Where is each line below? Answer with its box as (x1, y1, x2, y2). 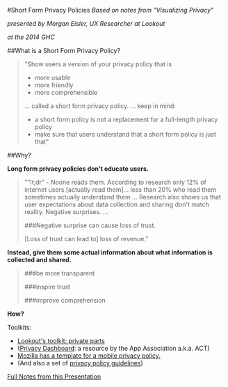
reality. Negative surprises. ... (24, 208, 109, 215)
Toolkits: (7, 324, 32, 331)
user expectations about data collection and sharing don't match (24, 200, 210, 208)
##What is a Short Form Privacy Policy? (7, 47, 120, 54)
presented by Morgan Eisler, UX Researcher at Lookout (7, 20, 165, 27)
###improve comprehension (24, 296, 106, 304)
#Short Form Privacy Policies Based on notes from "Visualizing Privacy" (7, 6, 214, 14)
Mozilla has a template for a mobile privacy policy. (17, 351, 161, 360)
